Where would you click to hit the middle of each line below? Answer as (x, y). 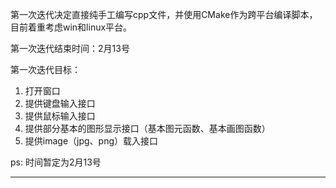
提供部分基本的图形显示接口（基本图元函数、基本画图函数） (147, 128)
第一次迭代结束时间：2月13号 (70, 48)
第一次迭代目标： (45, 69)
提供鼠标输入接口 (60, 116)
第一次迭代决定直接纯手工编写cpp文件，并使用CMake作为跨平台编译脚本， (164, 14)
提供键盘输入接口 (60, 103)
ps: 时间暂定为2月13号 (56, 162)
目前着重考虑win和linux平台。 (71, 27)
